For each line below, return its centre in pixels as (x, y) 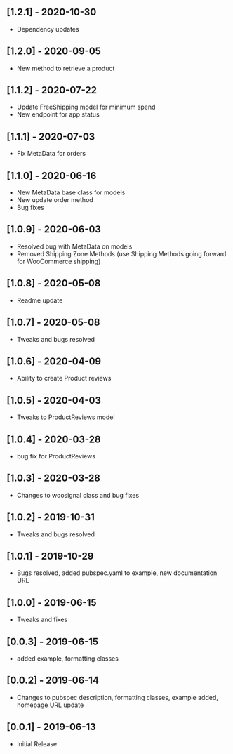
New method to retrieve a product (66, 68)
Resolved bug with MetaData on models (74, 246)
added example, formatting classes (67, 659)
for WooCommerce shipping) (59, 261)
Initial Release (37, 743)
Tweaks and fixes (42, 620)
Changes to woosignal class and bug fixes (78, 495)
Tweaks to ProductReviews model (66, 417)
